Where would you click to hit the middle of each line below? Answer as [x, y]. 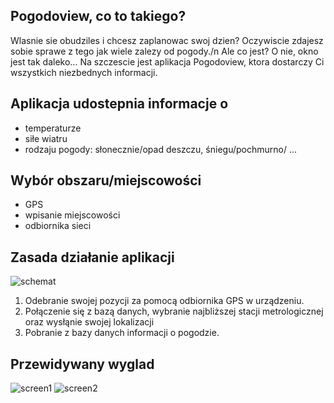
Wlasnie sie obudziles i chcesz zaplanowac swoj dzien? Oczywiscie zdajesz [167, 40]
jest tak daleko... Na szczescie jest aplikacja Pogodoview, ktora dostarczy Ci [167, 61]
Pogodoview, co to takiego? [98, 16]
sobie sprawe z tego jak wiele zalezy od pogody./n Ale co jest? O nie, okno [164, 51]
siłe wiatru [46, 138]
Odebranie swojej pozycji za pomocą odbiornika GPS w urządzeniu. [164, 301]
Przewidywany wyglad [82, 364]
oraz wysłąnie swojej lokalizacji [89, 322]
